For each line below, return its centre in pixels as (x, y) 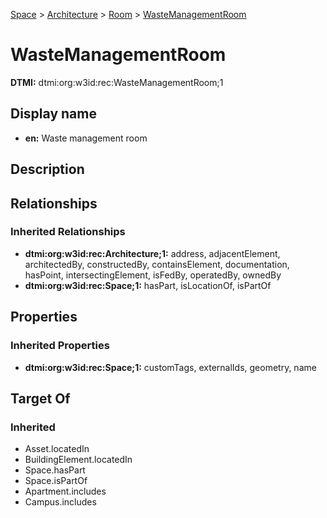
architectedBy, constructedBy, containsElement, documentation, (157, 264)
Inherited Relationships (68, 232)
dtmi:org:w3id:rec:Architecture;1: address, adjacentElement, (152, 253)
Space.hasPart (55, 470)
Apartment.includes (65, 491)
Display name (53, 114)
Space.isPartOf (56, 481)
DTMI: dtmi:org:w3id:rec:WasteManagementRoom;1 (117, 82)
